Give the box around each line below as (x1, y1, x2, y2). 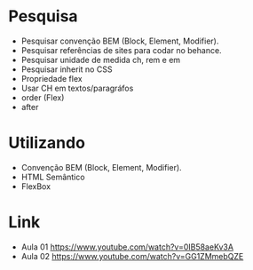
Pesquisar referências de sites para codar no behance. (20, 44, 223, 55)
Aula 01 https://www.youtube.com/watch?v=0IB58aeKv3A (20, 242, 234, 252)
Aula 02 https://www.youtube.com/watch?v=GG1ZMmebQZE (20, 250, 244, 261)
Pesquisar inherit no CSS (20, 64, 113, 75)
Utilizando (8, 133, 86, 153)
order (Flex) (20, 91, 65, 103)
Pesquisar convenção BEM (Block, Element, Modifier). (20, 36, 219, 46)
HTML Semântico (20, 171, 85, 182)
